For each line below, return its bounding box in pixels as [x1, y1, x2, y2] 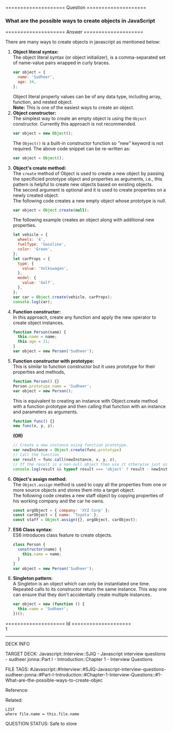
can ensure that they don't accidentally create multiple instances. [12, 591, 152, 598]
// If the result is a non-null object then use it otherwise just [12, 462, 161, 467]
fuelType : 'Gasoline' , [18, 242, 66, 247]
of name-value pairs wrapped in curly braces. [12, 60, 110, 66]
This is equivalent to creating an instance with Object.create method [12, 397, 158, 404]
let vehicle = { [12, 232, 48, 237]
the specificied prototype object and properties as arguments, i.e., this [12, 176, 163, 182]
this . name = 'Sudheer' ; [18, 606, 68, 612]
